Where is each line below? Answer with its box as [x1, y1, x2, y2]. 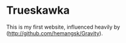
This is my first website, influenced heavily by [6, 23, 121, 30]
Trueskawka [6, 4, 70, 17]
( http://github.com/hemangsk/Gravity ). [6, 29, 103, 36]
